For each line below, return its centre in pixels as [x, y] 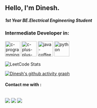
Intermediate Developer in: [37, 33]
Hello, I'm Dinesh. [32, 8]
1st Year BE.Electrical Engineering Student [48, 20]
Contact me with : [23, 85]
